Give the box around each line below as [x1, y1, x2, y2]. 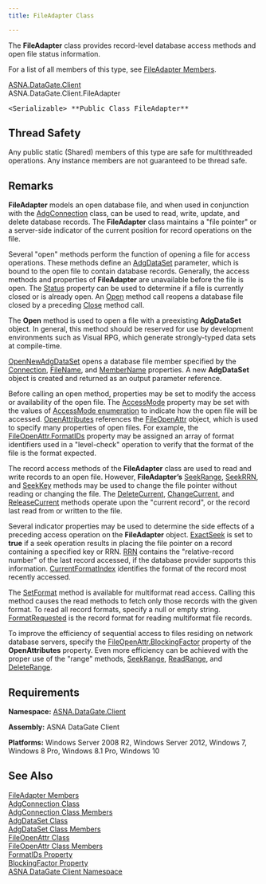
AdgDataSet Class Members [8, 824, 101, 834]
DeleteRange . [8, 662, 53, 672]
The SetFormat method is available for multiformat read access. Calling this [8, 587, 256, 598]
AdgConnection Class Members [8, 807, 113, 817]
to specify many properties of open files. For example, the [8, 423, 199, 433]
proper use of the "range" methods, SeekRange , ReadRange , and [8, 654, 223, 664]
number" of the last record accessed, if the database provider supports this [8, 556, 256, 565]
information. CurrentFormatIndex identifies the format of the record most [8, 564, 247, 574]
